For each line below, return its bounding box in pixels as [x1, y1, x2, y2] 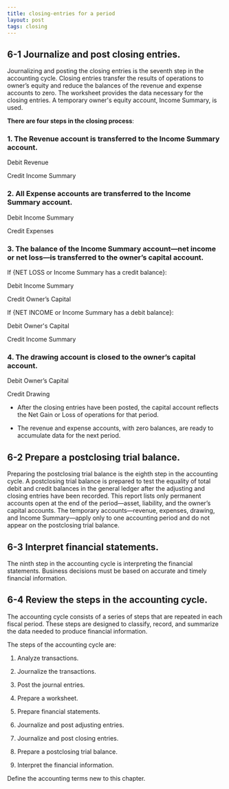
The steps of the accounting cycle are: [7, 640, 117, 649]
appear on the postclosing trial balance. [7, 521, 120, 529]
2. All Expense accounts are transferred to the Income [7, 189, 191, 199]
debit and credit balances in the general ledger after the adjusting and [7, 485, 205, 493]
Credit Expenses [7, 226, 54, 235]
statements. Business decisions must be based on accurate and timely [7, 567, 207, 575]
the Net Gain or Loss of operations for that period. [17, 411, 160, 419]
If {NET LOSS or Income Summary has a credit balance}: [7, 269, 167, 277]
